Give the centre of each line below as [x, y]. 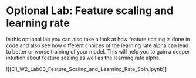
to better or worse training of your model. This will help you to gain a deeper [98, 51]
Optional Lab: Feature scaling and [90, 11]
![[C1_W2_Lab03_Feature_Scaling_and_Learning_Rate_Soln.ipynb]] [87, 69]
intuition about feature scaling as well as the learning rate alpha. [83, 58]
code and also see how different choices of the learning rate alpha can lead [97, 45]
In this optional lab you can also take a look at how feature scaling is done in [98, 39]
